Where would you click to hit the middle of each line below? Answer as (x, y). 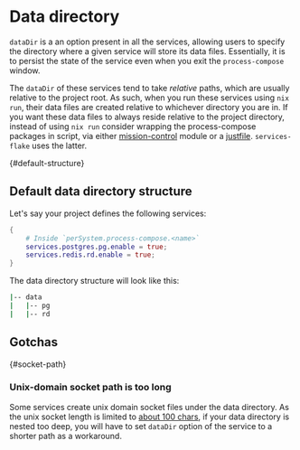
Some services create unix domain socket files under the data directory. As (149, 407)
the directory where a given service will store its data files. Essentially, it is (148, 51)
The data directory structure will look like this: (94, 281)
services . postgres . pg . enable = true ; (97, 247)
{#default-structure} (47, 163)
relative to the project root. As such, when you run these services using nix (149, 98)
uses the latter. (59, 145)
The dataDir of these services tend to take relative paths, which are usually (150, 88)
